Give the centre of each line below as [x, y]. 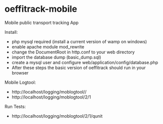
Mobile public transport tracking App [42, 23]
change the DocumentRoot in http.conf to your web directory [73, 52]
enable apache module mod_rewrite [48, 47]
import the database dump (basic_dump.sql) [56, 57]
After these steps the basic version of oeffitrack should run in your [79, 68]
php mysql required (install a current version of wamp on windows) [79, 41]
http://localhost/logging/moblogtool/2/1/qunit [57, 116]
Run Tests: [15, 106]
